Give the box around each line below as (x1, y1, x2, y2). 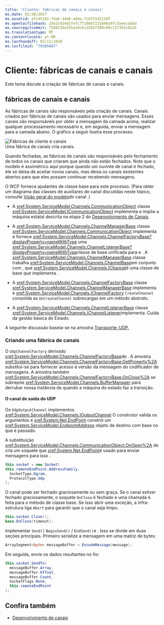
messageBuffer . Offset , (9, 570, 56, 575)
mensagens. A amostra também (5, 369, 70, 375)
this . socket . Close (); (5, 514, 49, 520)
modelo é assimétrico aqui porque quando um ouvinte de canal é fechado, (5, 164, 155, 170)
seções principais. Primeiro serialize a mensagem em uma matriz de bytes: (5, 533, 156, 539)
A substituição (5, 437, 34, 443)
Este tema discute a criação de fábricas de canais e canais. (5, 81, 125, 87)
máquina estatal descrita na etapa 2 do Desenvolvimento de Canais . (12, 214, 150, 220)
